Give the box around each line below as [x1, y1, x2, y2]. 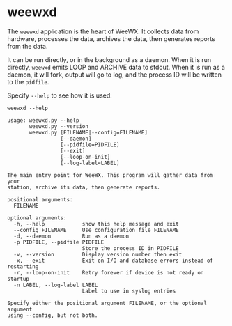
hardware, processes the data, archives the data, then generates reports [7, 34, 216, 42]
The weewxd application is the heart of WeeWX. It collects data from [7, 27, 199, 36]
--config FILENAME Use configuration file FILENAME [13, 226, 179, 233]
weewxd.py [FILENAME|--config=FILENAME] [29, 129, 148, 136]
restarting [7, 263, 39, 270]
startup [7, 275, 30, 282]
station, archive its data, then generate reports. [7, 184, 160, 191]
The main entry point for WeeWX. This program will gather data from [7, 171, 214, 178]
